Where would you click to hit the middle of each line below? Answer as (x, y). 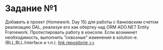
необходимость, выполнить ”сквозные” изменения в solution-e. (71, 37)
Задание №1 (31, 8)
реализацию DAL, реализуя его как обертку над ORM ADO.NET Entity (77, 27)
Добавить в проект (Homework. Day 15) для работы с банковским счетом (82, 22)
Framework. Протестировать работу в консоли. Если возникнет (71, 32)
